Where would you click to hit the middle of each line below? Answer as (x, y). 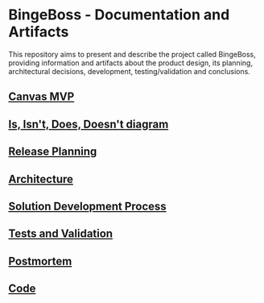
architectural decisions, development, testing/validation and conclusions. (130, 71)
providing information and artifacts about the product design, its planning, (131, 63)
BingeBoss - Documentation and (119, 15)
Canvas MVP (41, 97)
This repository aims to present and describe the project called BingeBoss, (132, 54)
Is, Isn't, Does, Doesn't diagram (89, 124)
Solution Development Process (87, 206)
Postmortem (40, 261)
